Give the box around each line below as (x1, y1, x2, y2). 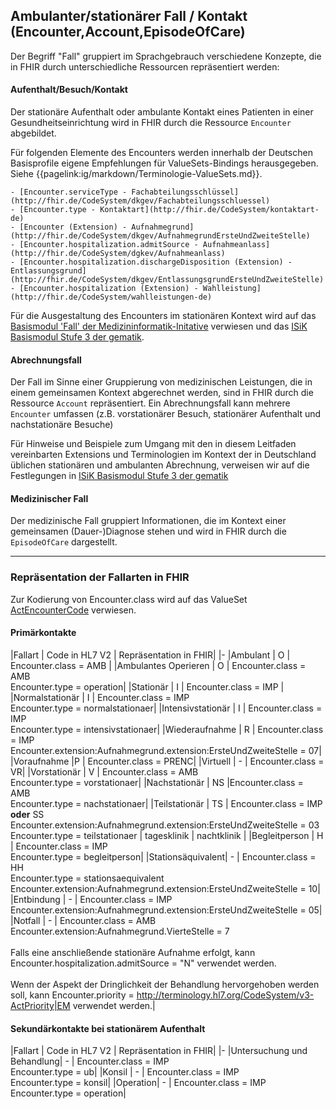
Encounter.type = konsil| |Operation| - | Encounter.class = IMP (10, 1077, 267, 1089)
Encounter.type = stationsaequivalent (10, 872, 165, 884)
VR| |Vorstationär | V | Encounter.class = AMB (10, 765, 199, 778)
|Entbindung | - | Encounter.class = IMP (10, 893, 173, 905)
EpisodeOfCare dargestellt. (10, 536, 118, 548)
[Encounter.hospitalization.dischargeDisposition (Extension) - (19, 257, 293, 268)
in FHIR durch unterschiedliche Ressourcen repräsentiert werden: (10, 60, 280, 73)
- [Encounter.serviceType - (10, 187, 128, 198)
